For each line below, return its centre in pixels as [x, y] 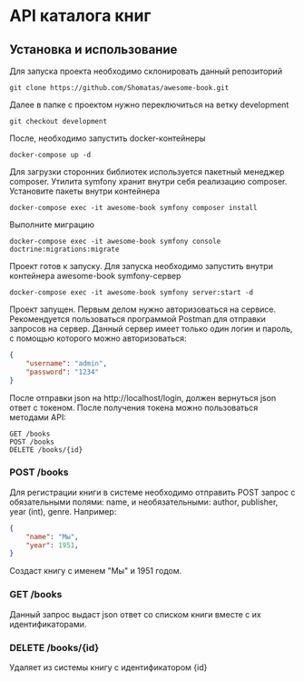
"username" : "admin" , [66, 363]
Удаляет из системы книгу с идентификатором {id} [108, 667]
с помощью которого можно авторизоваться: [98, 338]
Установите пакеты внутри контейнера [85, 191]
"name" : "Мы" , [52, 537]
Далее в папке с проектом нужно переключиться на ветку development [149, 105]
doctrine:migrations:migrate [64, 249]
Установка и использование [93, 50]
